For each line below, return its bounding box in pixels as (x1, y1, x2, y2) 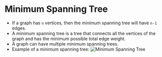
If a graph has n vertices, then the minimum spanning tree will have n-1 (11, 20, 157, 26)
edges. (11, 25, 26, 31)
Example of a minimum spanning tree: (11, 46, 90, 52)
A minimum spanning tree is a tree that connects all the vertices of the (11, 30, 156, 36)
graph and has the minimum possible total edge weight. (11, 36, 126, 42)
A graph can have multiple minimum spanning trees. (11, 41, 119, 47)
